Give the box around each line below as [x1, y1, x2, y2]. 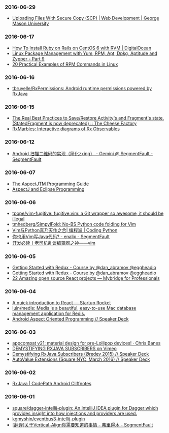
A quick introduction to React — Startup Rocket [12, 299, 111, 306]
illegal [12, 216, 25, 222]
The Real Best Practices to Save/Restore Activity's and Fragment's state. [12, 115, 164, 121]
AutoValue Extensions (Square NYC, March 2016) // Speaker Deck [12, 356, 150, 362]
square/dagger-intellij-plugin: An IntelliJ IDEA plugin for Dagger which [12, 405, 158, 411]
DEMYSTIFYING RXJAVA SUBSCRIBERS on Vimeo [12, 345, 117, 352]
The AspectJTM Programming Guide [12, 181, 89, 187]
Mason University [12, 20, 49, 26]
